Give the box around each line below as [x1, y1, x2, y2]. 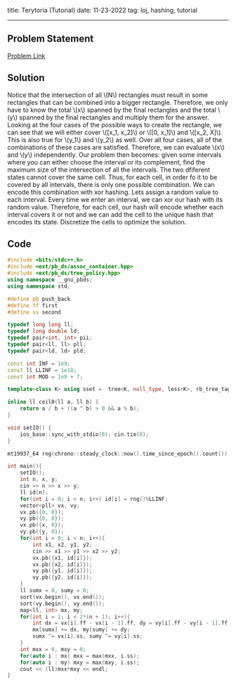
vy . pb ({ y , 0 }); [20, 528, 65, 535]
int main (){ [7, 463, 42, 470]
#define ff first [7, 302, 58, 309]
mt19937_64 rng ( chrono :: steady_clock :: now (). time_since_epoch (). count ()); [7, 450, 231, 457]
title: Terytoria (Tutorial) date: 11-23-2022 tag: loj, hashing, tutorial [7, 6, 198, 14]
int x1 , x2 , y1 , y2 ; [32, 541, 93, 548]
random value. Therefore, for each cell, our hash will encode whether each [7, 203, 223, 211]
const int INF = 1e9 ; [7, 360, 71, 367]
